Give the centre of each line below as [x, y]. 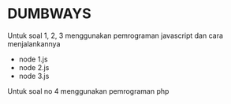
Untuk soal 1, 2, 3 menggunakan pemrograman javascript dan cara [115, 35]
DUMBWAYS [49, 14]
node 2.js [34, 67]
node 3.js [34, 76]
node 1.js [33, 59]
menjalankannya [34, 43]
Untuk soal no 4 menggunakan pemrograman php [88, 91]
